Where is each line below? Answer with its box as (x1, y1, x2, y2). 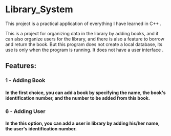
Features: (5, 61, 37, 70)
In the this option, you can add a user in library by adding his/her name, (5, 120, 160, 126)
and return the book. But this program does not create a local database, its (5, 41, 163, 47)
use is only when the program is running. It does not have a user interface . (5, 47, 164, 53)
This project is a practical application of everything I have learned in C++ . (5, 20, 162, 27)
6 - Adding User (5, 107, 46, 115)
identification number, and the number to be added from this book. (5, 95, 150, 101)
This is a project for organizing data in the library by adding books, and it (5, 30, 159, 36)
